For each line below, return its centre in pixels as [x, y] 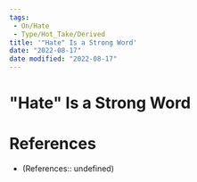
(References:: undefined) [68, 169]
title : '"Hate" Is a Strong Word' [74, 42]
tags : [19, 17]
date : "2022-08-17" [45, 51]
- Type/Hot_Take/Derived [59, 34]
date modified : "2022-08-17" [63, 59]
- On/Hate [31, 26]
